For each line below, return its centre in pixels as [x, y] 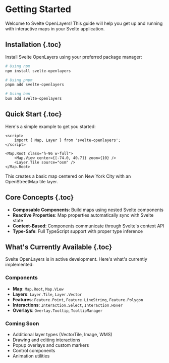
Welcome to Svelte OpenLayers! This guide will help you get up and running [84, 23]
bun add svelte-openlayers [34, 99]
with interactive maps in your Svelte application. [55, 28]
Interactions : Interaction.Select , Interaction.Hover [68, 305]
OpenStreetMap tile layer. [32, 181]
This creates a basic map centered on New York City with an [68, 176]
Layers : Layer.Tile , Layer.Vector [47, 294]
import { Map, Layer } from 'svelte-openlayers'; [68, 140]
